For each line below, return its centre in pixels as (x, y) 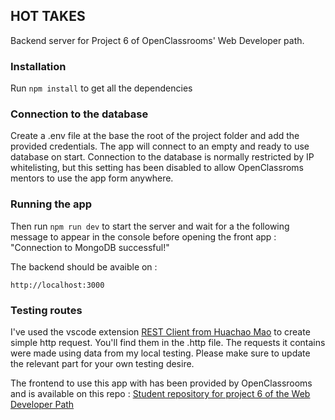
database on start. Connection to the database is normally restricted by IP (162, 157)
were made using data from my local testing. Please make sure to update (160, 353)
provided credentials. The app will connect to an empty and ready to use (160, 146)
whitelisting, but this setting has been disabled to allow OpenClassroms (157, 168)
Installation (38, 66)
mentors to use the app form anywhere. (92, 178)
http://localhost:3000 (57, 285)
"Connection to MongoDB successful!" (90, 247)
